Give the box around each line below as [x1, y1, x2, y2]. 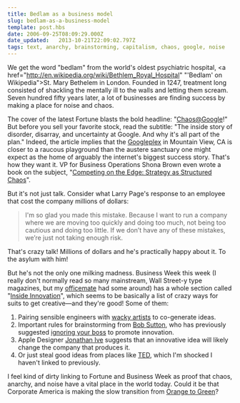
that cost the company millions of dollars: [7, 197, 129, 205]
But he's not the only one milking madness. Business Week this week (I [7, 269, 216, 277]
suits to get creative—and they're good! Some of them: [7, 299, 169, 307]
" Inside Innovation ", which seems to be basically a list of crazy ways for [7, 292, 219, 300]
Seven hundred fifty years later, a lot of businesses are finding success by [7, 93, 226, 102]
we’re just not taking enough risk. [24, 233, 124, 242]
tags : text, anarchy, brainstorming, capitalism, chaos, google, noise [7, 44, 225, 51]
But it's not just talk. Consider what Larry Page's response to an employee [7, 190, 226, 198]
